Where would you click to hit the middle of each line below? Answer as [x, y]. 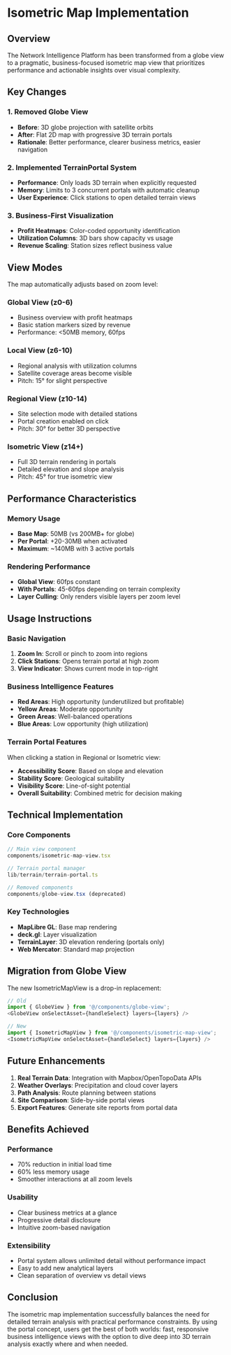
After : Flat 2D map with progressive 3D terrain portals [95, 135]
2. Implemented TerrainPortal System [72, 167]
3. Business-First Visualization [60, 216]
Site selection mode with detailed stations [77, 414]
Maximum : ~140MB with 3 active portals [76, 548]
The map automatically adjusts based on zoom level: [83, 285]
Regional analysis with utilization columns [77, 366]
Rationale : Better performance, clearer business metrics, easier [109, 142]
